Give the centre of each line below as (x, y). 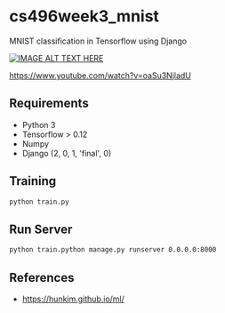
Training (33, 181)
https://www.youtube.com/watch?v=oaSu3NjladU (100, 75)
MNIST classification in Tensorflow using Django (98, 41)
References (42, 277)
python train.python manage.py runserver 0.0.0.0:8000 (113, 250)
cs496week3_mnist (84, 16)
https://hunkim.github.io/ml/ (73, 299)
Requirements (49, 104)
